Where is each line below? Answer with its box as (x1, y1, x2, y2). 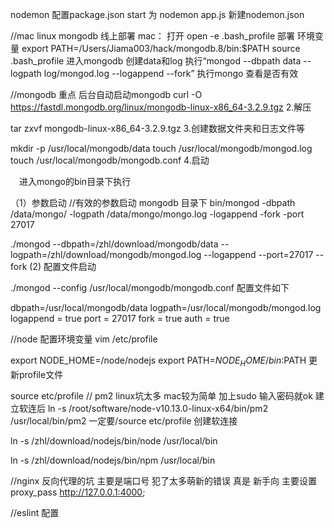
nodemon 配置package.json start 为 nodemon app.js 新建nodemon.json (10, 9, 305, 20)
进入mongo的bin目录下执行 (18, 176, 132, 187)
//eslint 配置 (10, 506, 60, 518)
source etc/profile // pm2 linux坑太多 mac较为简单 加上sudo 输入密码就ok (10, 389, 313, 402)
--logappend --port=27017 (203, 249, 314, 260)
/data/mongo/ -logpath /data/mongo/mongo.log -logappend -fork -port (10, 208, 305, 220)
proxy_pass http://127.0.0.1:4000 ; (10, 486, 146, 498)
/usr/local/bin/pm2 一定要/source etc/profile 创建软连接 (10, 414, 238, 427)
